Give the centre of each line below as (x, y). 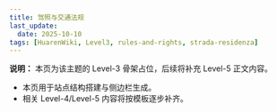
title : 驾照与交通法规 (47, 17)
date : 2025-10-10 (50, 34)
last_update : (34, 26)
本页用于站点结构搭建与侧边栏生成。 (89, 88)
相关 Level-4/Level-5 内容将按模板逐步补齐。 (105, 99)
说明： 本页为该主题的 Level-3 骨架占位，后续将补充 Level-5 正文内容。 (141, 68)
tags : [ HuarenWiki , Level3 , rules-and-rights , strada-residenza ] (134, 42)
